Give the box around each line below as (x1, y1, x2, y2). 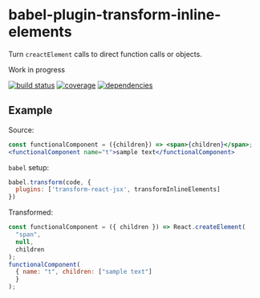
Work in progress (8, 64, 66, 74)
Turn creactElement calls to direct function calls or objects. (8, 49, 202, 59)
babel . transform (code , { (8, 178, 91, 186)
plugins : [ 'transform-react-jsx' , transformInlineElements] (15, 186, 221, 194)
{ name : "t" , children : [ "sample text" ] (15, 267, 152, 276)
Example (8, 104, 53, 117)
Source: (8, 125, 35, 134)
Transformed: (8, 207, 54, 218)
